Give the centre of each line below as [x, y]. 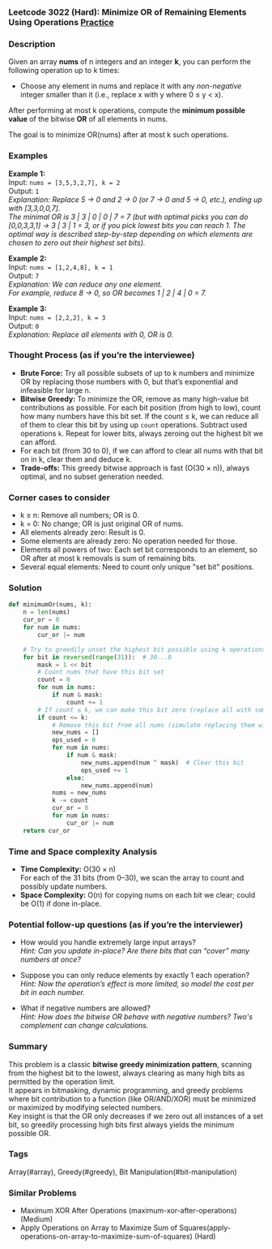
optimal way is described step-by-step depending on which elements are [131, 234]
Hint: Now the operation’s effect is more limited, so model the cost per [137, 984]
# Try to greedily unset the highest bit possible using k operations [144, 649]
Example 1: [27, 174]
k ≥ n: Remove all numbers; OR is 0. [79, 515]
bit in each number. [52, 993]
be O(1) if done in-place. [60, 903]
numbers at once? [50, 959]
